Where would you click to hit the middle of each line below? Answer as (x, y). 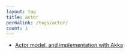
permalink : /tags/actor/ (37, 23)
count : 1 (17, 28)
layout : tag (21, 12)
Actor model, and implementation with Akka (69, 45)
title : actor (22, 17)
